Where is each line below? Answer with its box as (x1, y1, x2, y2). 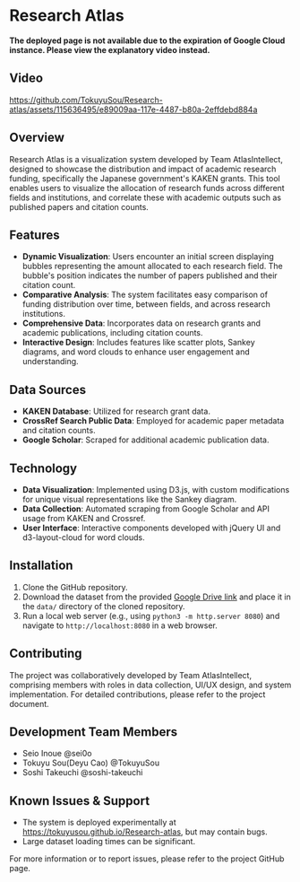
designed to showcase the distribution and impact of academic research (9, 163, 277, 174)
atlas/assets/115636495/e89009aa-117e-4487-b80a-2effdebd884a (9, 104, 258, 115)
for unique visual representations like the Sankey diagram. (21, 494, 237, 504)
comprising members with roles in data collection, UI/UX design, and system (9, 679, 292, 690)
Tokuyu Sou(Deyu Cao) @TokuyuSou (21, 757, 160, 768)
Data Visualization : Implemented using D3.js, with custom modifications (21, 485, 290, 494)
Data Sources (9, 382, 87, 397)
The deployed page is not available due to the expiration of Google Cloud (9, 35, 286, 46)
